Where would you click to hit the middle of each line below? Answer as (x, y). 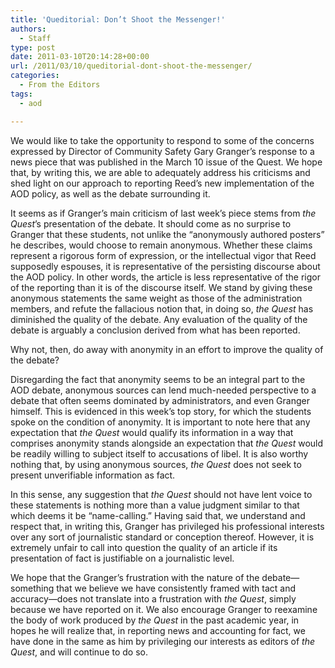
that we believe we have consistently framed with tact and (176, 588)
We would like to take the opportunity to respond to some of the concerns (162, 140)
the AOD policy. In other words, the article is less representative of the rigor (165, 277)
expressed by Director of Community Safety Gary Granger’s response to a (162, 151)
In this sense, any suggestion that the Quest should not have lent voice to (161, 494)
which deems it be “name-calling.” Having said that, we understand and (158, 515)
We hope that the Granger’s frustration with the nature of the (135, 577)
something (32, 588)
